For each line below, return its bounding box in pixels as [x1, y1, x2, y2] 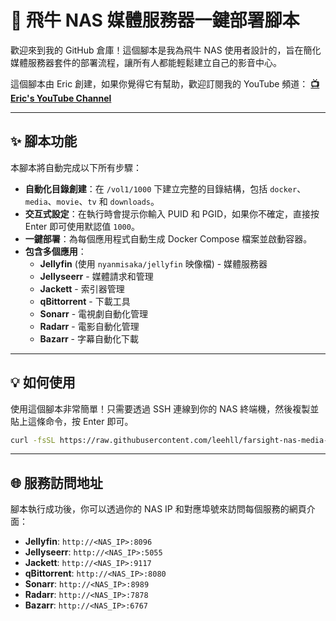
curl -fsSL [10, 435, 56, 445]
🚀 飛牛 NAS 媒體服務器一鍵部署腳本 [10, 9, 300, 32]
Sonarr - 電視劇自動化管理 [39, 307, 149, 320]
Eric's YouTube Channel [10, 92, 112, 104]
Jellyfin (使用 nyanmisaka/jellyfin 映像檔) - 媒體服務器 [39, 257, 268, 270]
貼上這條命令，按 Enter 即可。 [10, 415, 134, 427]
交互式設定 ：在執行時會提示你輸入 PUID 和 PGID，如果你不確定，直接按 [24, 207, 320, 220]
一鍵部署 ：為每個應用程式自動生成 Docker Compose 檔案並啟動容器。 [24, 232, 313, 245]
